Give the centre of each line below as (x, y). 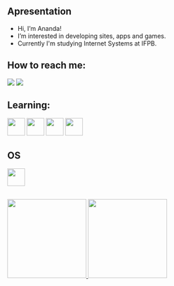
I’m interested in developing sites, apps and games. (92, 36)
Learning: (29, 105)
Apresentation (40, 12)
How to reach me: (47, 66)
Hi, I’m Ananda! (39, 28)
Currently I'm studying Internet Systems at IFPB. (87, 43)
